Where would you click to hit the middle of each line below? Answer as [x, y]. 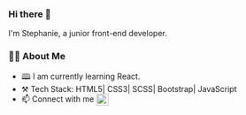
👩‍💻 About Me [37, 57]
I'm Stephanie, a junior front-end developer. [88, 34]
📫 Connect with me [58, 99]
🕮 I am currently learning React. [81, 76]
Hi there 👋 [30, 14]
